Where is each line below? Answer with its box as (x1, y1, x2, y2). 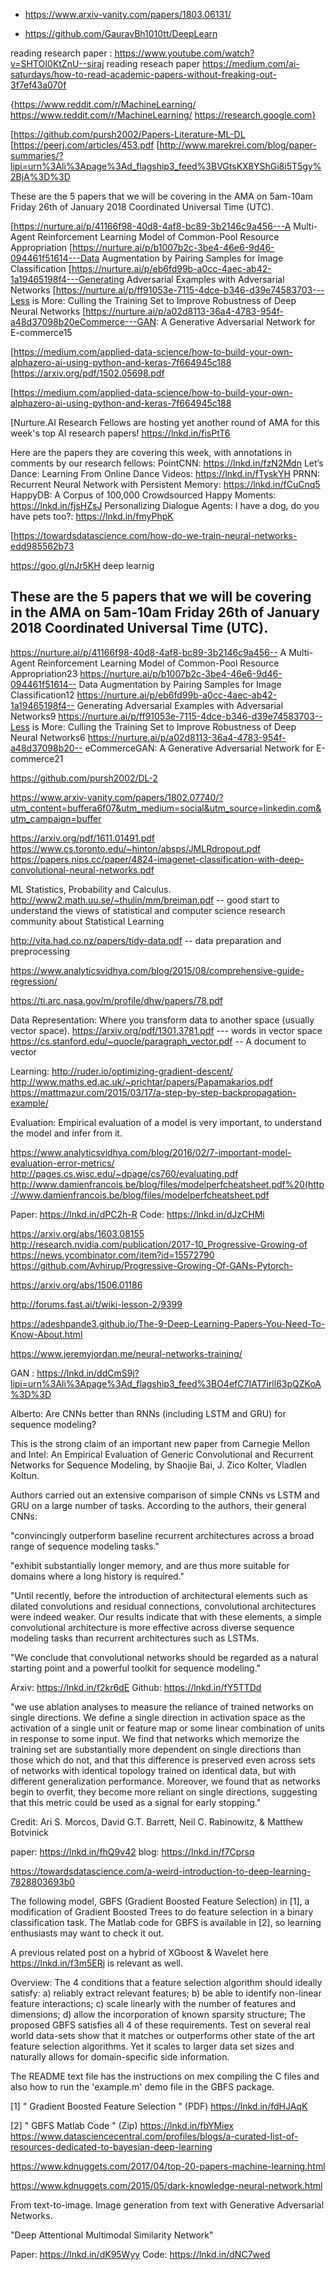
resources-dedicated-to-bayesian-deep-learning (10, 2140, 213, 2153)
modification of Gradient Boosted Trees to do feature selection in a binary (10, 1905, 314, 1918)
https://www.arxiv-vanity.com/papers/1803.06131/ (24, 9, 232, 20)
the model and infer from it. (10, 1127, 123, 1139)
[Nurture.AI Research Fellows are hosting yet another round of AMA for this (10, 417, 320, 428)
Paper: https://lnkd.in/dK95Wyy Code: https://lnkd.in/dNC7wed (10, 2248, 271, 2260)
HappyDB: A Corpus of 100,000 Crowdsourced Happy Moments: (10, 489, 277, 501)
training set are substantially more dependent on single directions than (10, 1743, 302, 1755)
